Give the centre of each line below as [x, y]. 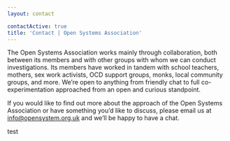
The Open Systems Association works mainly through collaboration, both [113, 52]
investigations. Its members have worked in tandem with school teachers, [113, 68]
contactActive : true [37, 26]
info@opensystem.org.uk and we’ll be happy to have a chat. [93, 118]
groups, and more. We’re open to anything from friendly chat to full [103, 82]
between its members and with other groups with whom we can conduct [112, 60]
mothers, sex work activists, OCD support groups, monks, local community [115, 75]
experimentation [31, 90]
